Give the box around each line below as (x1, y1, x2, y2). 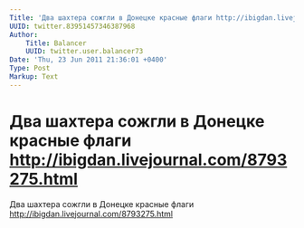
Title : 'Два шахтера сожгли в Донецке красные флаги (9, 13, 213, 23)
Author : (9, 30, 39, 39)
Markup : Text (9, 72, 59, 81)
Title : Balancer (25, 38, 88, 48)
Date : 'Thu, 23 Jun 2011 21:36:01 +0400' (9, 55, 168, 64)
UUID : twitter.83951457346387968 (9, 22, 136, 31)
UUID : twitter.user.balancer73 (25, 47, 144, 56)
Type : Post (9, 64, 51, 73)
